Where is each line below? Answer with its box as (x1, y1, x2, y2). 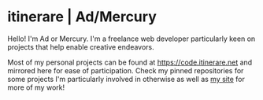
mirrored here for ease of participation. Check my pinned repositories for (7, 65, 244, 75)
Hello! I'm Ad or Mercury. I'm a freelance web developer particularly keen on (7, 34, 256, 43)
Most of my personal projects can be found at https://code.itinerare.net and (7, 57, 253, 67)
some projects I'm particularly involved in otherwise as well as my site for (7, 74, 245, 83)
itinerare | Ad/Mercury (7, 8, 157, 26)
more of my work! (7, 83, 65, 92)
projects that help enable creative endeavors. (7, 42, 154, 51)
